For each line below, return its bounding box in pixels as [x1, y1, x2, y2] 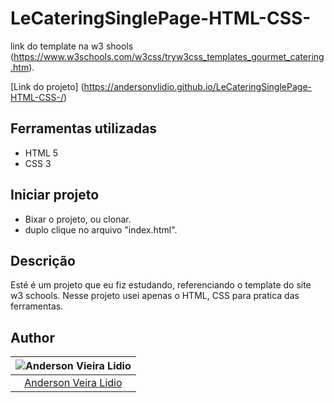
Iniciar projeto [10, 187, 100, 204]
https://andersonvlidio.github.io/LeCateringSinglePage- [83, 80, 312, 92]
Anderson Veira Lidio [24, 376, 123, 390]
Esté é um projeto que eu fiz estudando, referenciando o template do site [10, 279, 312, 291]
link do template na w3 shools [10, 40, 134, 52]
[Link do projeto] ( [10, 80, 85, 92]
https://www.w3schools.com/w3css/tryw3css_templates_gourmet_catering [13, 50, 325, 62]
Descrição [10, 252, 76, 269]
